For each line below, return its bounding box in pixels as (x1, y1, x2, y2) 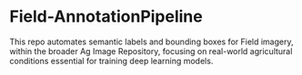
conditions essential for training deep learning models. (9, 55, 214, 66)
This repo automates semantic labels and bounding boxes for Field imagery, (9, 36, 294, 47)
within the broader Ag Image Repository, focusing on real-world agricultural (9, 45, 293, 56)
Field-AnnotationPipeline (9, 6, 203, 27)
